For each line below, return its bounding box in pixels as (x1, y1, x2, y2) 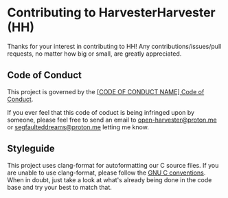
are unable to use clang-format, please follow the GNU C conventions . (7, 168, 206, 177)
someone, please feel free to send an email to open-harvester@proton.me (7, 115, 218, 124)
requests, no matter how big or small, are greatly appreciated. (7, 49, 182, 58)
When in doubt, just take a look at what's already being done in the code (7, 175, 212, 184)
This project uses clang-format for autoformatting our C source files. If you (7, 161, 219, 169)
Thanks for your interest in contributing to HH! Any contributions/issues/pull (7, 42, 222, 50)
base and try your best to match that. (7, 183, 112, 191)
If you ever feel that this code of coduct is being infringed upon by (7, 108, 194, 116)
